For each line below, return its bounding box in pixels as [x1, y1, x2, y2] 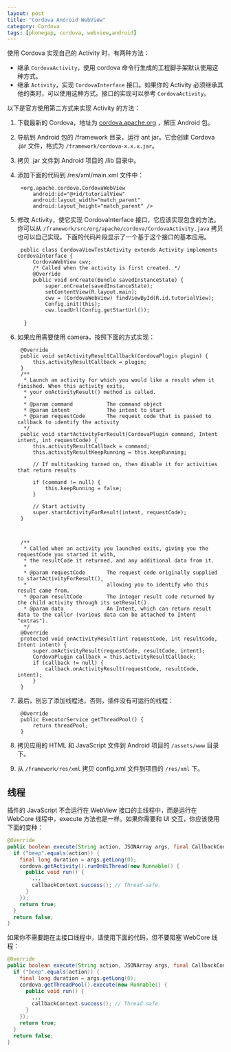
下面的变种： [7, 823, 43, 832]
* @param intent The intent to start [23, 407, 166, 414]
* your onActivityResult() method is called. [23, 389, 156, 396]
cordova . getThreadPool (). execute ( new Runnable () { [19, 981, 168, 988]
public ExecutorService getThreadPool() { [20, 716, 144, 723]
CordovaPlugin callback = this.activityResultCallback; [32, 654, 197, 661]
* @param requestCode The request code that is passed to [23, 413, 212, 420]
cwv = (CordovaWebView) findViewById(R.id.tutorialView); [45, 295, 214, 302]
